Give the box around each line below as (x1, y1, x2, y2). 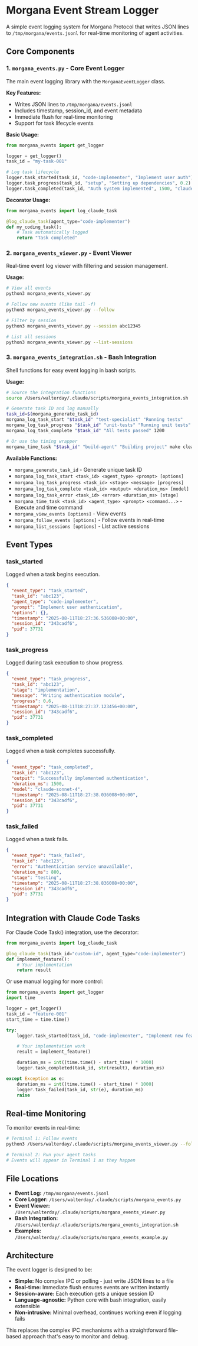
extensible (14, 1303, 40, 1310)
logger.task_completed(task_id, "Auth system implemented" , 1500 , (6, 186, 173, 192)
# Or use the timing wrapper (6, 438, 78, 444)
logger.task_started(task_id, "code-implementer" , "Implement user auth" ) (6, 175, 194, 181)
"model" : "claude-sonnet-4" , (11, 786, 83, 792)
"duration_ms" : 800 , (11, 869, 62, 875)
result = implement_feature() (16, 1049, 91, 1055)
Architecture (6, 1251, 54, 1260)
